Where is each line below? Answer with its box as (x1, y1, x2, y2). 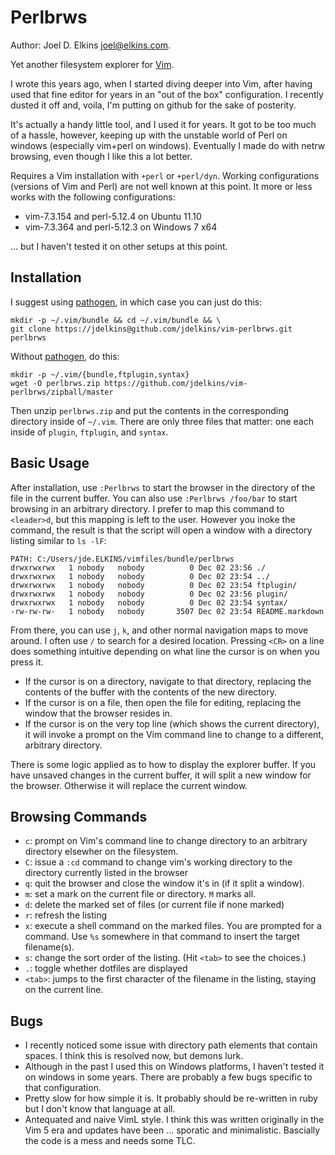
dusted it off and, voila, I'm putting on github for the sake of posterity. (10, 99, 297, 111)
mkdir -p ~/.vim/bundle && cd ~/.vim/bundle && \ (10, 315, 222, 325)
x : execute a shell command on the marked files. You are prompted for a (24, 920, 322, 932)
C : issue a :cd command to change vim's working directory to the (24, 856, 293, 868)
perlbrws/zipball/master (10, 387, 114, 397)
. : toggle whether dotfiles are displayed (24, 962, 188, 975)
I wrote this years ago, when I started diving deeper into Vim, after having (10, 77, 313, 90)
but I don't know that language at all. (24, 1103, 176, 1115)
